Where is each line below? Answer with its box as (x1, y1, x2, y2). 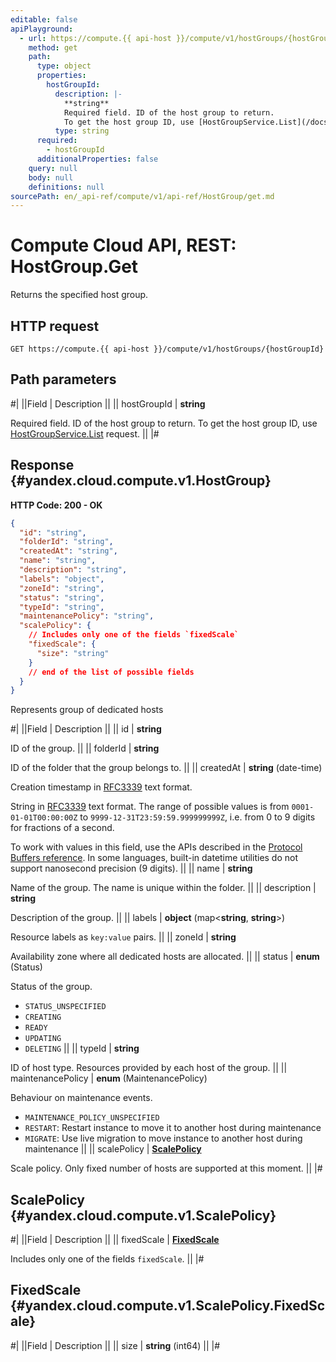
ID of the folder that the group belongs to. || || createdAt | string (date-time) (10, 762, 323, 774)
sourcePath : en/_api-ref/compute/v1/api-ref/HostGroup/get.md (10, 191, 275, 201)
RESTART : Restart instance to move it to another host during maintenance (24, 1122, 322, 1134)
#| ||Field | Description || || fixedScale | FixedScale (10, 1234, 220, 1246)
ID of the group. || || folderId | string (10, 742, 160, 755)
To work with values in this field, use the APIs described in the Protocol (10, 841, 303, 853)
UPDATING (24, 1034, 62, 1044)
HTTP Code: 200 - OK (10, 499, 103, 511)
